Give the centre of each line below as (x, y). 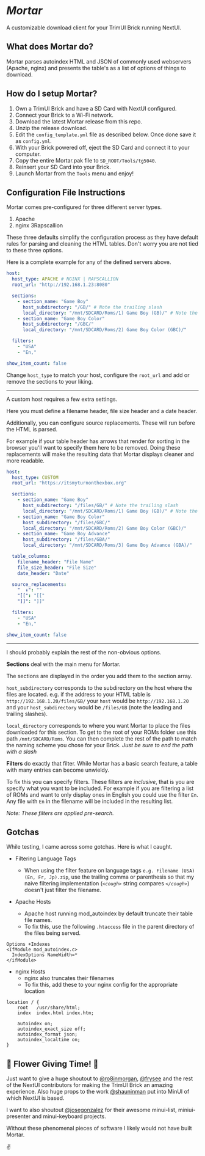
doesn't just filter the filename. (63, 890)
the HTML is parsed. (32, 429)
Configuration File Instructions (66, 192)
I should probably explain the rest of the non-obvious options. (84, 652)
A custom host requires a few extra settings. (62, 399)
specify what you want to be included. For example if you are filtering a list (100, 788)
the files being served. (52, 933)
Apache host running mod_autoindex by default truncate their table (109, 913)
